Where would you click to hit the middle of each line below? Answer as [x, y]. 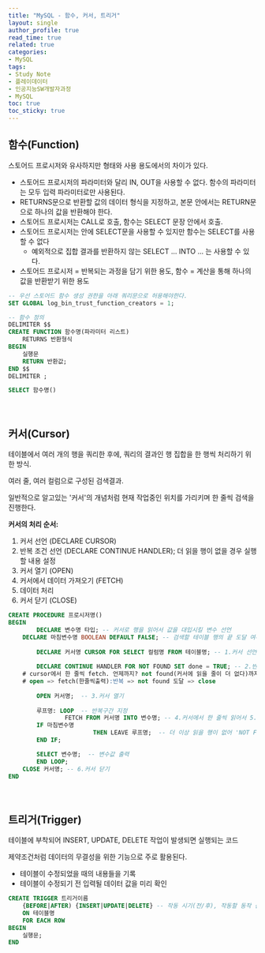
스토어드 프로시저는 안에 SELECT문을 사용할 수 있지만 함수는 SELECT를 [130, 231]
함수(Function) [44, 145]
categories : [28, 52]
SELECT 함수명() [32, 390]
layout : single [33, 23]
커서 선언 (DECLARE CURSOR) [68, 541]
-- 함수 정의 [26, 317]
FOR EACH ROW [44, 921]
